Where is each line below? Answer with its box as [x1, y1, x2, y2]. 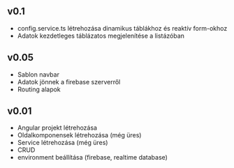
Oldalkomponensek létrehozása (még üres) [17, 131, 142, 139]
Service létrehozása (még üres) [17, 139, 108, 147]
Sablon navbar [17, 70, 59, 79]
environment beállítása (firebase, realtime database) [17, 153, 168, 162]
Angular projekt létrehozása [17, 123, 98, 132]
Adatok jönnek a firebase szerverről [17, 77, 121, 86]
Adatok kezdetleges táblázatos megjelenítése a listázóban [17, 31, 185, 40]
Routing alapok [17, 85, 61, 93]
